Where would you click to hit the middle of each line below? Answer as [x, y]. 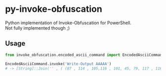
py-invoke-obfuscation [54, 9]
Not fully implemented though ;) [38, 28]
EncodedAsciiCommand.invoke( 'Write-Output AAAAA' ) [58, 64]
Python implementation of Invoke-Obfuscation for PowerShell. [68, 23]
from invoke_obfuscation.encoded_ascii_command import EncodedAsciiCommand [85, 55]
